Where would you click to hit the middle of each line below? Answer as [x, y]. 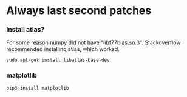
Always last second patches [79, 11]
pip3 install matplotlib [38, 88]
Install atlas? [25, 30]
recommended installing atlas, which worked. [63, 49]
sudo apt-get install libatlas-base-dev [58, 60]
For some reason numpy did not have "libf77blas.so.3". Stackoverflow [93, 42]
